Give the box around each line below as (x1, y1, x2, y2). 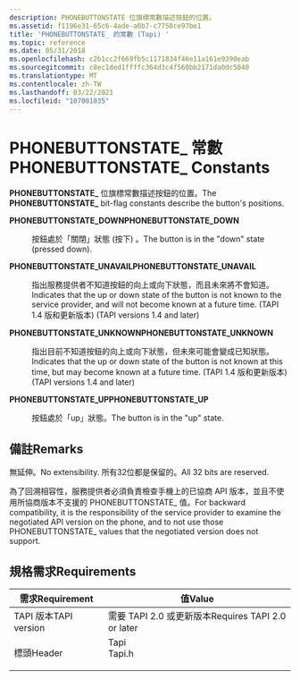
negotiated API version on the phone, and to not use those (9, 516, 224, 528)
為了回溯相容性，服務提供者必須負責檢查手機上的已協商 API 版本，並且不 (9, 486, 277, 497)
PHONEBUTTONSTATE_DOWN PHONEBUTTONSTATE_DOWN (9, 216, 239, 226)
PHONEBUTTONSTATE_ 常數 (9, 138, 223, 157)
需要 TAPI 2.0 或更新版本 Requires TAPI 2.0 (108, 609, 287, 622)
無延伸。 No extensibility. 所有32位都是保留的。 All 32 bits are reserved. (9, 467, 270, 478)
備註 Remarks (9, 441, 84, 456)
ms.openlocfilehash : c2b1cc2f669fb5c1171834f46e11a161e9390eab (9, 55, 250, 64)
